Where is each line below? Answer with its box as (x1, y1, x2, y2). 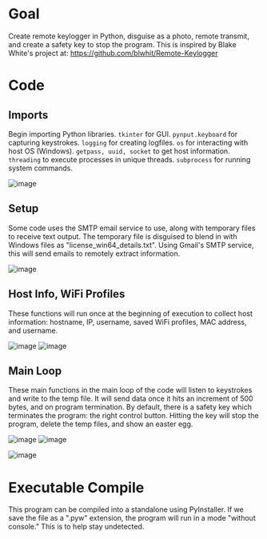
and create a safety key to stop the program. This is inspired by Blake (8, 39, 237, 49)
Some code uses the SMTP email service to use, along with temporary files (8, 223, 256, 233)
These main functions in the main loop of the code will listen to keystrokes (8, 385, 253, 395)
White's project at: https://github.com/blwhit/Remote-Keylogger (8, 48, 218, 58)
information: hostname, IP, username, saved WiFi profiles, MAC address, (8, 317, 247, 326)
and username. (8, 325, 58, 335)
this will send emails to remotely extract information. (8, 249, 181, 258)
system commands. (8, 163, 74, 173)
